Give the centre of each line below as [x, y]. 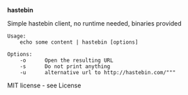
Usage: [17, 36]
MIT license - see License [44, 85]
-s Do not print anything [65, 67]
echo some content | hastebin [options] [79, 42]
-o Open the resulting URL [66, 60]
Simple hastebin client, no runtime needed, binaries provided [95, 23]
